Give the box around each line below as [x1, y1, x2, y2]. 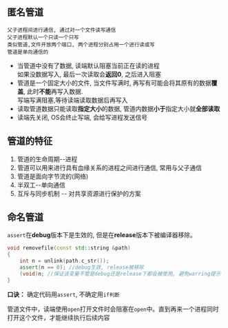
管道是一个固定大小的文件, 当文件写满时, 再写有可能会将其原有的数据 [17, 79, 211, 87]
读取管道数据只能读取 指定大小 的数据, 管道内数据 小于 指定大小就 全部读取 [17, 104, 220, 112]
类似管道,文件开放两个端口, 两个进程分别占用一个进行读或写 [7, 41, 155, 48]
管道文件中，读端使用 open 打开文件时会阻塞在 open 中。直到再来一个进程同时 [7, 305, 219, 313]
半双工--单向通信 [17, 181, 65, 189]
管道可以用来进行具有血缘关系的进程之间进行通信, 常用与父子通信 [17, 163, 202, 172]
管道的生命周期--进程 [17, 154, 78, 163]
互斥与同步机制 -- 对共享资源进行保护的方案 [17, 189, 141, 198]
